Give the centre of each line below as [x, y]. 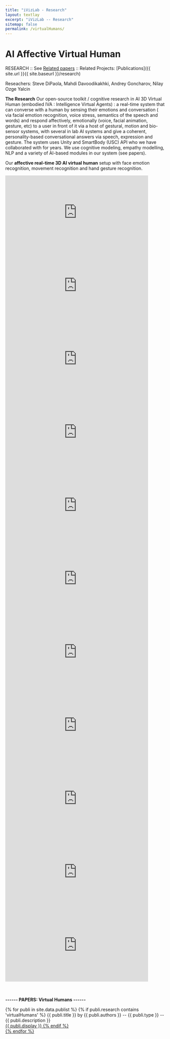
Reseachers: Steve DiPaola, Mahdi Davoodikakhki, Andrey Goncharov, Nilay [84, 84]
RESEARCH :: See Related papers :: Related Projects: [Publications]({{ [78, 68]
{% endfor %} [20, 1031]
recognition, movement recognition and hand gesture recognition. [74, 168]
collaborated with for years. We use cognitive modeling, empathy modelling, [85, 148]
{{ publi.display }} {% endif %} [37, 1026]
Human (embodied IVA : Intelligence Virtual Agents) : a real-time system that [85, 105]
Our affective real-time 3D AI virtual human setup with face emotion [77, 163]
